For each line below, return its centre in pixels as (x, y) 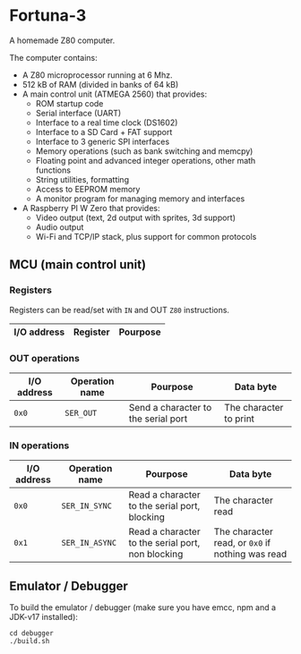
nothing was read (250, 554)
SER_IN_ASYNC (89, 543)
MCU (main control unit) (77, 265)
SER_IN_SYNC (86, 506)
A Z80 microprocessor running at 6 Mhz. (97, 75)
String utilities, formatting (82, 179)
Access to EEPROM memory (88, 189)
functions (53, 170)
